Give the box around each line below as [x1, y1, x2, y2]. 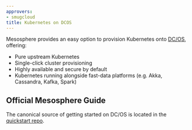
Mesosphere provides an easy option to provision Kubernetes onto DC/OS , [6, 36, 186, 43]
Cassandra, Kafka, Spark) [14, 78, 77, 85]
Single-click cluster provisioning [14, 59, 92, 66]
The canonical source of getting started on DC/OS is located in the [6, 111, 167, 118]
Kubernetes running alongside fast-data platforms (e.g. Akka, [14, 72, 163, 79]
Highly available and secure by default [14, 66, 107, 73]
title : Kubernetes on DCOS [6, 19, 72, 25]
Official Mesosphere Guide [6, 95, 106, 105]
